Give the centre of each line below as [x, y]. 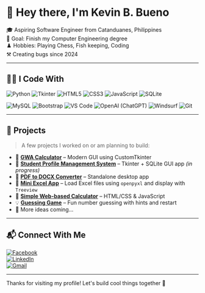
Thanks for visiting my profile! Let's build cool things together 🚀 [86, 283]
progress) [27, 170]
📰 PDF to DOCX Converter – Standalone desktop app [82, 176]
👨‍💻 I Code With [35, 79]
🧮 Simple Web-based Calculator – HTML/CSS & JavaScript [90, 196]
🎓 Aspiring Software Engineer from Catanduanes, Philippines [84, 29]
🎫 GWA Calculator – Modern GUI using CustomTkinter [83, 157]
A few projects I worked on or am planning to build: [85, 145]
